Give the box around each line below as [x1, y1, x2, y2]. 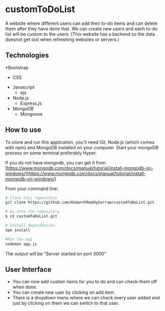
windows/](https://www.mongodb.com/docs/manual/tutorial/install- [5, 170, 146, 176]
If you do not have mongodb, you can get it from [5, 159, 106, 165]
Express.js [20, 100, 42, 106]
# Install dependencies [5, 223, 56, 228]
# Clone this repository [5, 195, 58, 200]
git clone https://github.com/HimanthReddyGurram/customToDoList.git [5, 200, 155, 205]
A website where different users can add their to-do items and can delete [5, 20, 158, 26]
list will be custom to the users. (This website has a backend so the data [5, 31, 155, 37]
